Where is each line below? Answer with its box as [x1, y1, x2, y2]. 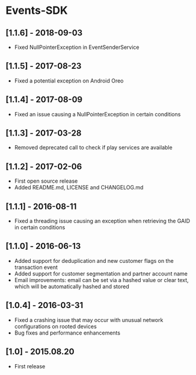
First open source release [14, 177, 78, 184]
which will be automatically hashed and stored [14, 283, 130, 290]
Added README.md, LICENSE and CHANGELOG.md [14, 184, 144, 191]
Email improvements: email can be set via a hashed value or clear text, [14, 276, 189, 283]
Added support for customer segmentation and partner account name [14, 269, 188, 277]
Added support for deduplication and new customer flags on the [14, 257, 174, 264]
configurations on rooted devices [14, 323, 97, 330]
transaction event [14, 263, 58, 271]
